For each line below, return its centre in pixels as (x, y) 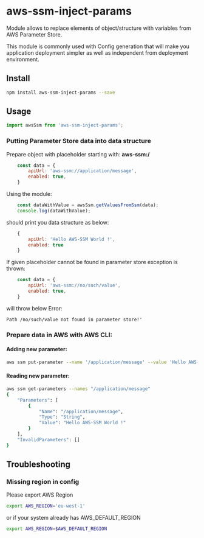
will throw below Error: (34, 308)
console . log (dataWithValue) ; (54, 211)
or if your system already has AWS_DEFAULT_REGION (73, 518)
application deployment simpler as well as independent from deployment (97, 52)
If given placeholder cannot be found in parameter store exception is (92, 262)
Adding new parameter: (37, 349)
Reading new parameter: (38, 376)
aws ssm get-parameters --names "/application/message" (78, 389)
